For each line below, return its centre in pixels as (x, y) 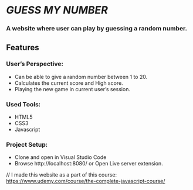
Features (23, 47)
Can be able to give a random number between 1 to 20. (81, 77)
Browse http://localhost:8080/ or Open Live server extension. (89, 164)
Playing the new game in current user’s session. (72, 89)
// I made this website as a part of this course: (62, 175)
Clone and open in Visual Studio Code (60, 157)
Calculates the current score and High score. (69, 83)
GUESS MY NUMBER (57, 10)
